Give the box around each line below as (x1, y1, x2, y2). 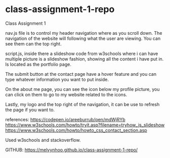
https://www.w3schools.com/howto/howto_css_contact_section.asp (5, 127, 148, 133)
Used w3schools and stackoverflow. (5, 137, 81, 143)
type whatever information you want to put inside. (5, 76, 109, 82)
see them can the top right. (5, 40, 62, 46)
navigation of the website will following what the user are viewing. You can (5, 35, 161, 41)
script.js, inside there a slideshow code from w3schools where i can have (5, 50, 158, 57)
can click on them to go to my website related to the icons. (5, 91, 127, 97)
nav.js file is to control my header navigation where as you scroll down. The (5, 30, 162, 36)
